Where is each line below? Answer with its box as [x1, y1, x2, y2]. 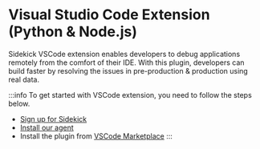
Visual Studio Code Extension [8, 6, 210, 24]
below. [8, 99, 30, 108]
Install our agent [19, 123, 74, 132]
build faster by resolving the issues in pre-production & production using [8, 66, 249, 75]
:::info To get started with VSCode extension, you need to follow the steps [8, 90, 253, 99]
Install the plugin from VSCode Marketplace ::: [19, 131, 173, 141]
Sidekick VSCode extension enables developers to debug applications [8, 49, 241, 58]
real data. [8, 74, 40, 84]
